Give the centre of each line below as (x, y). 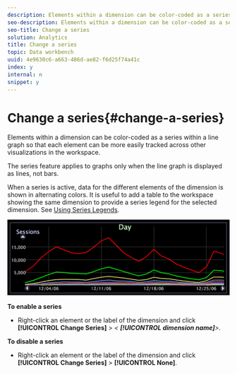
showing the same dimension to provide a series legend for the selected (112, 202)
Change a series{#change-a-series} (116, 118)
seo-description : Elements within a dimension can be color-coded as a (115, 22)
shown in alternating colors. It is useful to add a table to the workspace (110, 195)
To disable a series (35, 341)
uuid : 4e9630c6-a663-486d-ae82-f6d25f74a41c (74, 60)
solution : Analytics (38, 37)
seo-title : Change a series (49, 30)
